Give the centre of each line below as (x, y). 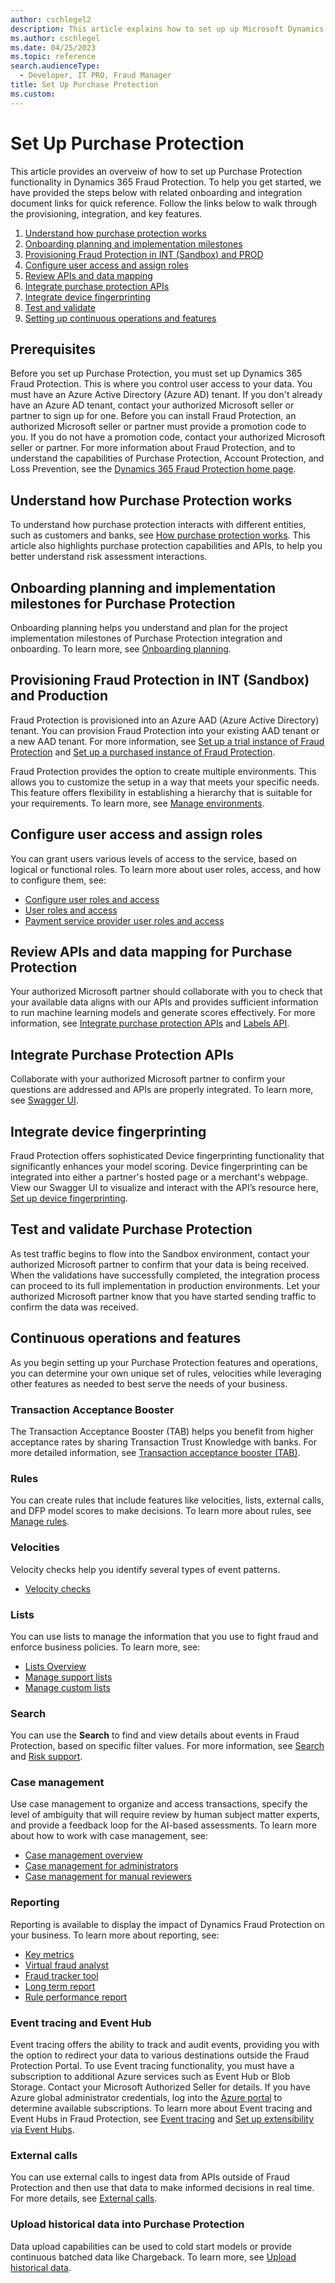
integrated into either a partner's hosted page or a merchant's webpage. (159, 1177)
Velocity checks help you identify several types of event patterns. (145, 1569)
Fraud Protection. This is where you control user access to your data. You (161, 384)
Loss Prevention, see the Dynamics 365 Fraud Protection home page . (153, 469)
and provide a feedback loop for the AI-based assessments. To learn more (163, 1825)
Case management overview (83, 1855)
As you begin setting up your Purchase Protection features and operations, (164, 1362)
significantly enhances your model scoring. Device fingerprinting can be (159, 1167)
